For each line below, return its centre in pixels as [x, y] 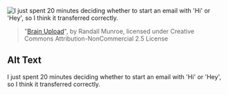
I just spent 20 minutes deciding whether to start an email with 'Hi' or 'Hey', [114, 76]
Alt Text [24, 60]
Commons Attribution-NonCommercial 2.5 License [96, 39]
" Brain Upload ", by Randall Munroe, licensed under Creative [109, 31]
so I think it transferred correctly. [54, 84]
